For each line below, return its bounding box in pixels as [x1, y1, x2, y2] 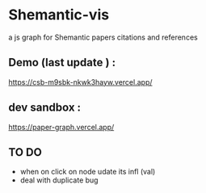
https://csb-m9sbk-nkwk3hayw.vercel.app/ [8, 77, 153, 86]
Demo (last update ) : [8, 56, 116, 69]
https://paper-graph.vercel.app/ [8, 122, 115, 132]
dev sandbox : [8, 101, 82, 115]
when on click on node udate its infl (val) [19, 167, 156, 177]
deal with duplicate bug [19, 175, 99, 185]
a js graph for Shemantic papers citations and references [8, 32, 198, 42]
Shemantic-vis [8, 6, 110, 24]
